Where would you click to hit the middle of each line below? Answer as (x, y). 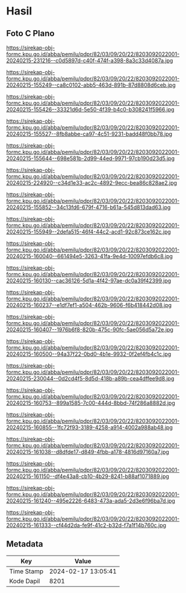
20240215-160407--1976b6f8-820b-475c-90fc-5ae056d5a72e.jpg (90, 330)
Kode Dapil (25, 581)
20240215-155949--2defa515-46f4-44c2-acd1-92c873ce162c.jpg (89, 232)
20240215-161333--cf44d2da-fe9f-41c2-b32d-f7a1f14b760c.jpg (86, 525)
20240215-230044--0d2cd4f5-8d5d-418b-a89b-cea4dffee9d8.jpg (90, 378)
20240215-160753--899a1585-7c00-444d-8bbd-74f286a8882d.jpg (91, 403)
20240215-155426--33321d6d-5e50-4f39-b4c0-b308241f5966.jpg (90, 109)
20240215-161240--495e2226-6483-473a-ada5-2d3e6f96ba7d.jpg (91, 501)
